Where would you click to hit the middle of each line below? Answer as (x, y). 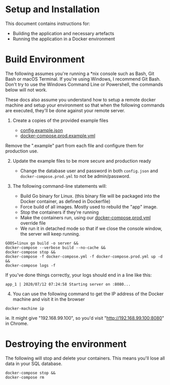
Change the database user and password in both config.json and (89, 171)
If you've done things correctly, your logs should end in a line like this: (78, 275)
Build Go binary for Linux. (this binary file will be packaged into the (90, 196)
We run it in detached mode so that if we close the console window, (91, 228)
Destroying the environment (66, 344)
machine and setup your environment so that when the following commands (85, 105)
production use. (22, 151)
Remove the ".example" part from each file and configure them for (75, 145)
